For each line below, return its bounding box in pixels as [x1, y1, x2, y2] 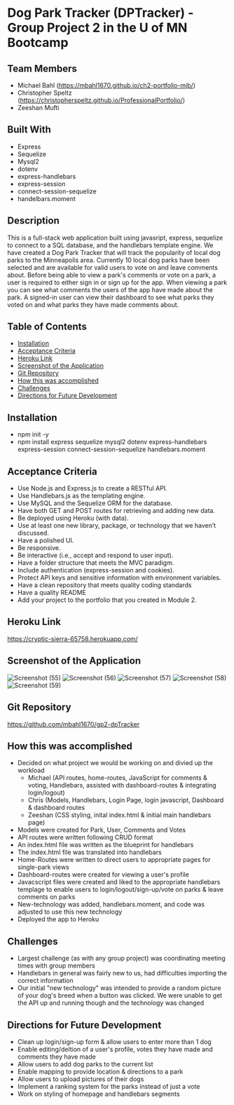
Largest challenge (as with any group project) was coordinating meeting [17, 954, 226, 963]
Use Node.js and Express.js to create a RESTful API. [17, 484, 168, 493]
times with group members [17, 961, 96, 970]
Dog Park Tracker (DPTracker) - [7, 5, 194, 21]
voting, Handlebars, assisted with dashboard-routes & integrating [27, 781, 216, 790]
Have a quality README [17, 589, 86, 597]
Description [7, 215, 60, 227]
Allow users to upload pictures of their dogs [17, 1074, 144, 1083]
